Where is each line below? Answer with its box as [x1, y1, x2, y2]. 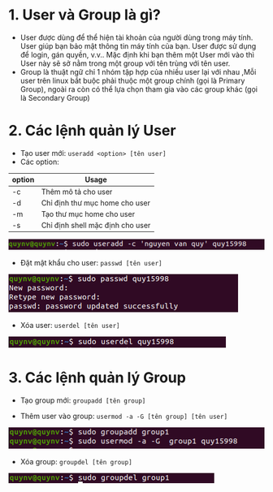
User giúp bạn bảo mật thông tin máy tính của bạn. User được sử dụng [19, 41, 257, 50]
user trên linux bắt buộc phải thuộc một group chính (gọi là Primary [19, 76, 245, 85]
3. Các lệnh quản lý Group [8, 369, 187, 387]
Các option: [19, 157, 59, 166]
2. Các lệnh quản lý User [8, 122, 176, 140]
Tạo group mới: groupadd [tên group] [19, 395, 146, 405]
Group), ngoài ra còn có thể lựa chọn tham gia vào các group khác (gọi [19, 84, 258, 94]
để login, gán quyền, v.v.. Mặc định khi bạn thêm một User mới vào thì [19, 50, 254, 59]
